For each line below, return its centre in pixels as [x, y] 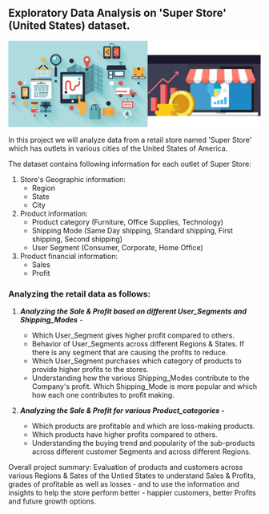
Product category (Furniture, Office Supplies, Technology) [128, 222]
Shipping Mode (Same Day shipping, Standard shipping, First [132, 231]
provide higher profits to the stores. [90, 370]
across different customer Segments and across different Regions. [141, 451]
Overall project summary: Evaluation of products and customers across [126, 467]
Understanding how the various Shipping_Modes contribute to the [141, 378]
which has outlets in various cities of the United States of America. [118, 148]
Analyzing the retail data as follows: [79, 294]
